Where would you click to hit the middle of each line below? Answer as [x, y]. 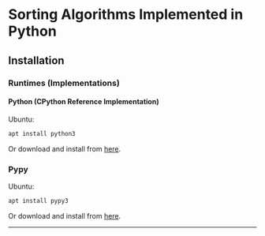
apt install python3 [42, 133]
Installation [36, 60]
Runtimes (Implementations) [64, 83]
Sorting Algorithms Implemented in [126, 15]
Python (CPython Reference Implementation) [84, 102]
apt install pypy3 [38, 200]
